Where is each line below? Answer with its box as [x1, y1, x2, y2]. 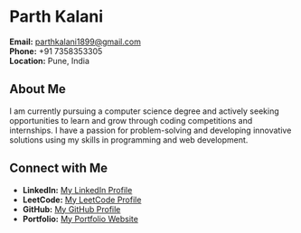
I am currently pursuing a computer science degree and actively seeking [9, 106, 280, 116]
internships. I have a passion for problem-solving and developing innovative [9, 125, 292, 135]
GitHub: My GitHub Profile [22, 203, 121, 214]
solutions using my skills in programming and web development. [9, 134, 249, 145]
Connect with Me [9, 161, 108, 176]
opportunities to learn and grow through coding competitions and [9, 115, 253, 126]
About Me [9, 81, 66, 97]
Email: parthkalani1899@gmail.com [9, 36, 142, 47]
